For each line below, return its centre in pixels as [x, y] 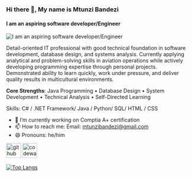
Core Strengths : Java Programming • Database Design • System [85, 91]
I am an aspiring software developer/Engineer [64, 24]
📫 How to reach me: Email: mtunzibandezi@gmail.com [82, 127]
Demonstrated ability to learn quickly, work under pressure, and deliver [92, 73]
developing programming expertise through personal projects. [82, 67]
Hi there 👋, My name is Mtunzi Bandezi [63, 9]
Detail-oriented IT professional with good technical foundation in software [96, 48]
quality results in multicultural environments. [60, 80]
